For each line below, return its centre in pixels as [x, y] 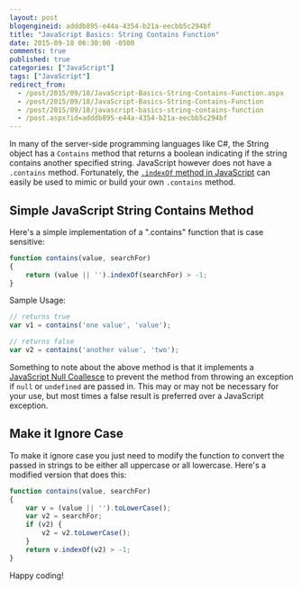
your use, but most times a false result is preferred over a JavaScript [137, 395]
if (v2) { [44, 525]
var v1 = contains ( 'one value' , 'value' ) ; [90, 325]
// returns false [42, 342]
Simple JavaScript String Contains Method [132, 210]
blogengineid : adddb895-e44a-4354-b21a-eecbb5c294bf [110, 26]
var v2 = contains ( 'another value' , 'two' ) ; [94, 350]
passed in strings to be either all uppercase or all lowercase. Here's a [138, 465]
